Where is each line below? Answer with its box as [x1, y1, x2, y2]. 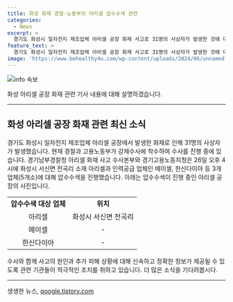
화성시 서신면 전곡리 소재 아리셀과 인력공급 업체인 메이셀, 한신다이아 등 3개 [19, 164, 222, 172]
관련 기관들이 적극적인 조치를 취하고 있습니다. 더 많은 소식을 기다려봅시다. [19, 265, 218, 274]
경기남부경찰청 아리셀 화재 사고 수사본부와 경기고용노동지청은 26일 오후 [27, 155, 221, 163]
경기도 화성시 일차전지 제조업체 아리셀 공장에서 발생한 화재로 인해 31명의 [7, 138, 202, 146]
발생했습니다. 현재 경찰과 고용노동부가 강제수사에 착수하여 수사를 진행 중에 [14, 147, 215, 155]
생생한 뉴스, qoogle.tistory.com [7, 287, 94, 295]
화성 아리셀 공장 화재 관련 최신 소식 [7, 118, 146, 130]
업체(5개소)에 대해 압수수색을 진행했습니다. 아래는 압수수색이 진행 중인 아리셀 [7, 172, 216, 181]
